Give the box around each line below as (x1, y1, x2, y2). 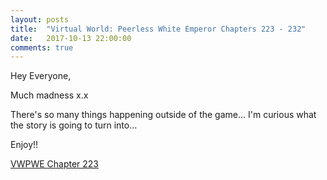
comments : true (10, 42, 74, 53)
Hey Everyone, (10, 70, 72, 82)
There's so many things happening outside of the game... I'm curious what (10, 109, 317, 121)
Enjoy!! (10, 139, 39, 151)
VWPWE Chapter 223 (10, 158, 100, 170)
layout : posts (10, 14, 70, 25)
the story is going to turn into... (10, 119, 138, 131)
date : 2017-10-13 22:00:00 (10, 33, 132, 43)
